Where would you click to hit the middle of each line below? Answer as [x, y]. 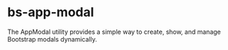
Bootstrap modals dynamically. [52, 39]
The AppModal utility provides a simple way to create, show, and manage [114, 32]
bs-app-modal [51, 12]
